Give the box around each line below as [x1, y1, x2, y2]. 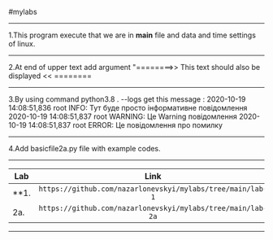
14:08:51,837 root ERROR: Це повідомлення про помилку [28, 120, 223, 129]
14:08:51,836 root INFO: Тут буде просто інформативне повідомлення [8, 103, 248, 112]
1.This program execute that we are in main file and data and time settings [8, 30, 256, 40]
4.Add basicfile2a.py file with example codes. [8, 144, 161, 153]
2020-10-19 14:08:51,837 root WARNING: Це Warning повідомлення [8, 111, 237, 121]
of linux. [8, 39, 36, 48]
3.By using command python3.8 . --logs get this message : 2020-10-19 [8, 94, 246, 104]
